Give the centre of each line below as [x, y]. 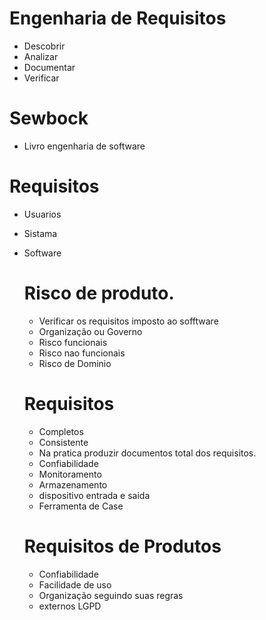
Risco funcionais [73, 342]
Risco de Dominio [75, 363]
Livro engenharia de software [84, 146]
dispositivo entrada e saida [94, 495]
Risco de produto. [99, 293]
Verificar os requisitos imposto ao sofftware [128, 321]
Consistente [63, 442]
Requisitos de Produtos [122, 546]
